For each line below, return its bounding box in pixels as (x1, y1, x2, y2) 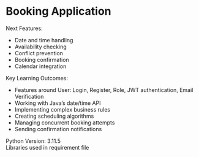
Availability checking (14, 43, 67, 50)
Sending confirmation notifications (14, 125, 102, 132)
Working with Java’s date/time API (14, 99, 101, 107)
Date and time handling (14, 36, 73, 44)
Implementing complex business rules (14, 105, 111, 113)
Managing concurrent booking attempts (14, 118, 115, 126)
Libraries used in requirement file (6, 144, 89, 151)
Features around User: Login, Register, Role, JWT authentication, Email (14, 86, 193, 93)
